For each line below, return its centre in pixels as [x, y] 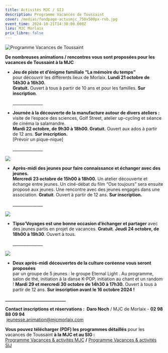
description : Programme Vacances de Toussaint [55, 15]
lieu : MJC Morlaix [24, 29]
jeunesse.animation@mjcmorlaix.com [45, 319]
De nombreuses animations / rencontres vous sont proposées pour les [80, 57]
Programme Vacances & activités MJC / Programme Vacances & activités [81, 340]
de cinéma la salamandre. [39, 123]
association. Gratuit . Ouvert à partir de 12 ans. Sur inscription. [77, 195]
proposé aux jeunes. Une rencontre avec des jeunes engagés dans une [86, 189]
